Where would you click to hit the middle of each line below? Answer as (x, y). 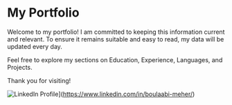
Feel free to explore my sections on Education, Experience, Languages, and (115, 59)
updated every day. (35, 46)
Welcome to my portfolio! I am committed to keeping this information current (116, 32)
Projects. (20, 67)
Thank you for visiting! (39, 80)
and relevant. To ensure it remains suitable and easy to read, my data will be (116, 39)
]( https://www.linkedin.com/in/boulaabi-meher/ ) (127, 94)
